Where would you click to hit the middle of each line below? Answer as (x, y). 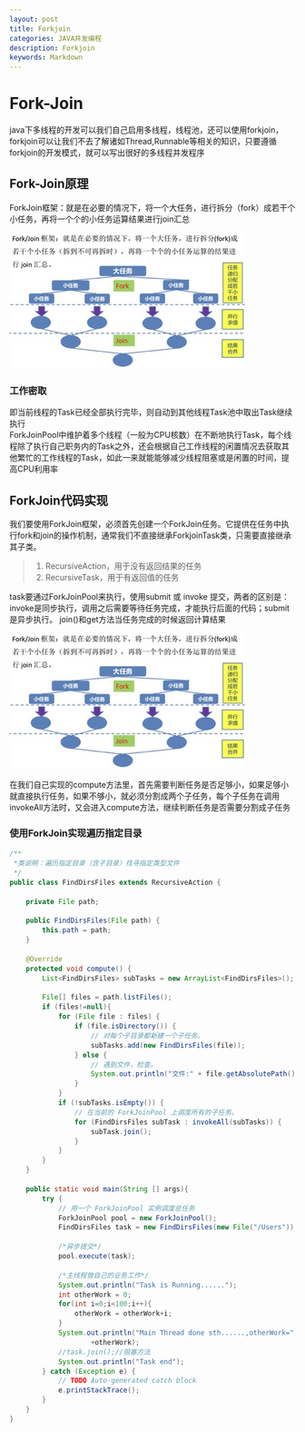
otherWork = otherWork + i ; (123, 1314)
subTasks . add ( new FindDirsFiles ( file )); (168, 1045)
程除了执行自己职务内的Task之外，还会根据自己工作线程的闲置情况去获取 (145, 446)
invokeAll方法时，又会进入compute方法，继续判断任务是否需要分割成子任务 (150, 807)
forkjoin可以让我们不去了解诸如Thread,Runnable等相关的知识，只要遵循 (143, 142)
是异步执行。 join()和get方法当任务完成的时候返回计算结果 (118, 619)
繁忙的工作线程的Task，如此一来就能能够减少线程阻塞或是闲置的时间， (149, 458)
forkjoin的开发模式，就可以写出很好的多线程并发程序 (107, 153)
